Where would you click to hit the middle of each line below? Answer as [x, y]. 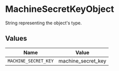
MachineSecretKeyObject [60, 9]
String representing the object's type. [44, 23]
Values [16, 38]
